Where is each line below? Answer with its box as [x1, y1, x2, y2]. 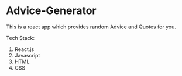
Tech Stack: [6, 34, 35, 41]
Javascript [14, 52, 40, 59]
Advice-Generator [6, 4, 97, 17]
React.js [14, 45, 35, 53]
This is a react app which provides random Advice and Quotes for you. [6, 23, 177, 30]
